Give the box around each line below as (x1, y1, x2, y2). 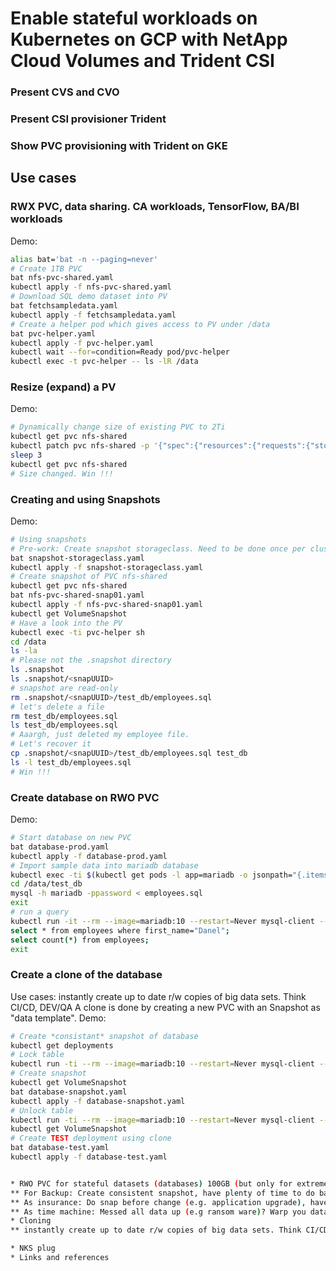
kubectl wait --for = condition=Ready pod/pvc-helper (10, 347, 230, 357)
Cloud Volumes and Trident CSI (10, 50, 275, 72)
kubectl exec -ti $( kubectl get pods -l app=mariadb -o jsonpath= (10, 870, 293, 880)
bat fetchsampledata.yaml (10, 301, 118, 311)
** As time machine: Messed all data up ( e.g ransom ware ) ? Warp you (10, 1207, 307, 1217)
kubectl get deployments (10, 1040, 114, 1051)
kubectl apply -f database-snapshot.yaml (10, 1096, 186, 1106)
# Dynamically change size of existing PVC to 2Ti (10, 422, 226, 432)
